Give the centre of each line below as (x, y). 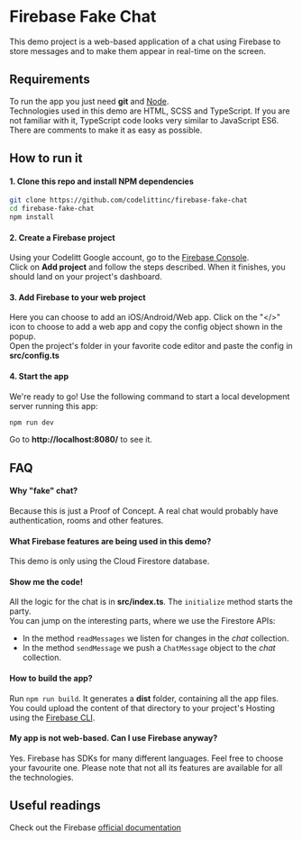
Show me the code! (46, 581)
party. (20, 611)
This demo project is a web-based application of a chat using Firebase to (145, 41)
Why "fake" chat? (44, 491)
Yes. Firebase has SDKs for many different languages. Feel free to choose (146, 758)
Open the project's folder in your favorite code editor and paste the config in (151, 346)
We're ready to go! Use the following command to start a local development (150, 396)
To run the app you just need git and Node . (89, 101)
